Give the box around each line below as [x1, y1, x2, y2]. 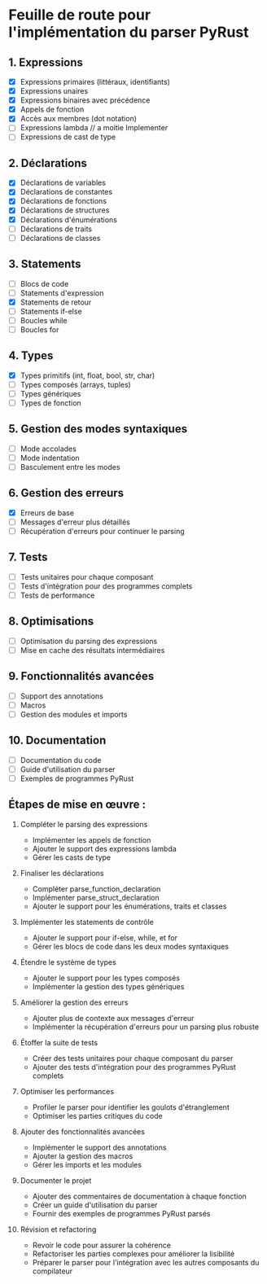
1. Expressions [8, 55, 84, 69]
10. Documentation [8, 734, 107, 747]
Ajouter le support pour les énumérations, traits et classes [32, 901, 227, 911]
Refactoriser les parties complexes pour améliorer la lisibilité [32, 1248, 234, 1259]
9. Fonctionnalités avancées [8, 669, 155, 683]
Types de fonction [20, 397, 81, 408]
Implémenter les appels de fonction [32, 835, 151, 844]
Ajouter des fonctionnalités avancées [20, 1126, 145, 1137]
